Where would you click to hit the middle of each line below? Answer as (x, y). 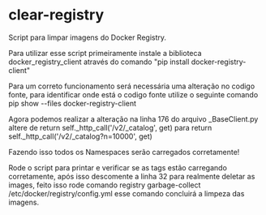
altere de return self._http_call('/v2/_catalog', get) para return (110, 127)
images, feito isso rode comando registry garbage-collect (105, 185)
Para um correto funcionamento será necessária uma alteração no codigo (132, 86)
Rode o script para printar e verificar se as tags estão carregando (118, 167)
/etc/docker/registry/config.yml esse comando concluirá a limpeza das (127, 193)
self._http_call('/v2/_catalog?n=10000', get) (80, 136)
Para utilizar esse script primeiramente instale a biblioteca (105, 53)
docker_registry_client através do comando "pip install (99, 62)
